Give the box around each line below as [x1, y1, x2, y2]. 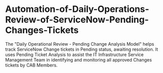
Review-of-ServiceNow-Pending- [5, 14, 149, 25]
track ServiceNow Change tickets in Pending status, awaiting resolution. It [5, 46, 158, 52]
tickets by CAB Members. [5, 62, 58, 68]
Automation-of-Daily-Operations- [5, 3, 149, 15]
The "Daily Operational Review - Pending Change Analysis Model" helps [5, 41, 154, 47]
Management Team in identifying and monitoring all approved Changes [5, 57, 152, 63]
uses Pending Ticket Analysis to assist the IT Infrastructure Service [5, 51, 144, 58]
